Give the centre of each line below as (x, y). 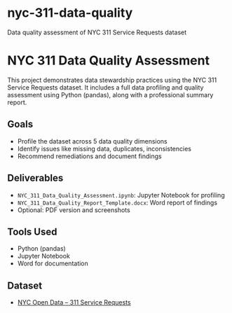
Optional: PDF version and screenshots (74, 210)
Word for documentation (53, 263)
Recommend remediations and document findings (90, 156)
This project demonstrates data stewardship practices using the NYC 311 (112, 80)
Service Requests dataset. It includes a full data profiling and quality (105, 87)
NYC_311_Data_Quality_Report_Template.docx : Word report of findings (117, 202)
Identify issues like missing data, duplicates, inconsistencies (104, 148)
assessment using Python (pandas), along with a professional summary (110, 95)
